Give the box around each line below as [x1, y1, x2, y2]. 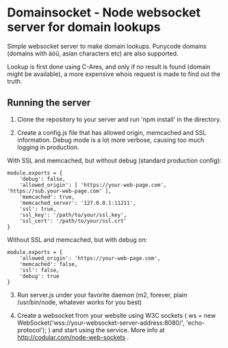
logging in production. [16, 142, 80, 151]
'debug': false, [19, 175, 66, 182]
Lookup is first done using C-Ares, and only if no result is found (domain [7, 62, 211, 71]
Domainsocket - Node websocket [7, 5, 201, 21]
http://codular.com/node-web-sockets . [16, 333, 129, 341]
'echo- [186, 319, 205, 327]
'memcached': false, [19, 260, 78, 268]
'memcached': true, [19, 193, 75, 200]
